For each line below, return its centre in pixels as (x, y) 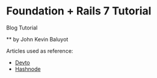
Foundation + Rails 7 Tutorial (79, 11)
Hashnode (28, 69)
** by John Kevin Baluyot (37, 39)
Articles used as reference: (40, 51)
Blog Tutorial (22, 28)
